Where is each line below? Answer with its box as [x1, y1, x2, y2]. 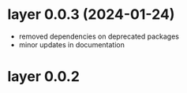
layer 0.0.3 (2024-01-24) [7, 6, 175, 24]
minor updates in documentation [18, 39, 125, 49]
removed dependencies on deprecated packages [18, 32, 179, 41]
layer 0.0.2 [7, 68, 80, 86]
